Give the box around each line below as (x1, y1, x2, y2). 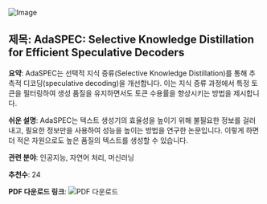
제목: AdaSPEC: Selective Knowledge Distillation (8, 33, 255, 47)
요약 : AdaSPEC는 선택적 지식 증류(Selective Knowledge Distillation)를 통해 (8, 68, 248, 78)
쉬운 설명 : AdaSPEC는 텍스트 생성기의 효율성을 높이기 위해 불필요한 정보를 (8, 115, 241, 124)
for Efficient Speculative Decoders (8, 46, 185, 59)
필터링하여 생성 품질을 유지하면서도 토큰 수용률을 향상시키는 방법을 (23, 88, 232, 98)
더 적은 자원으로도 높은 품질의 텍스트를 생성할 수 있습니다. (8, 135, 189, 145)
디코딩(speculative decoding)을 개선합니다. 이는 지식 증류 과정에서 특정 (23, 78, 250, 88)
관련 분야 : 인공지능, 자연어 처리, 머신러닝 (8, 153, 135, 162)
